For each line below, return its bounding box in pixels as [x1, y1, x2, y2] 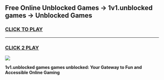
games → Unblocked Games [5, 12, 93, 20]
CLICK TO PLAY [5, 26, 43, 33]
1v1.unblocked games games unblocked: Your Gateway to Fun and [5, 64, 143, 70]
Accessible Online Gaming [5, 69, 60, 75]
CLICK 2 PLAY [5, 44, 39, 51]
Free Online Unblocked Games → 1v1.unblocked [5, 4, 153, 12]
